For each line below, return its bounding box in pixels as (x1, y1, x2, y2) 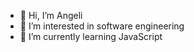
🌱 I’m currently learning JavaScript (19, 31, 163, 42)
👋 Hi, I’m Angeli (19, 10, 83, 21)
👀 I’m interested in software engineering (19, 20, 185, 32)
